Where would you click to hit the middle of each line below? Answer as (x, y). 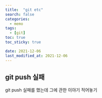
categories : (17, 19)
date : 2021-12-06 (23, 51)
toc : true (15, 38)
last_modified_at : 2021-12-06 (37, 56)
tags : (11, 28)
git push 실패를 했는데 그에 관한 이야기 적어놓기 (51, 90)
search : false (20, 14)
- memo (16, 24)
